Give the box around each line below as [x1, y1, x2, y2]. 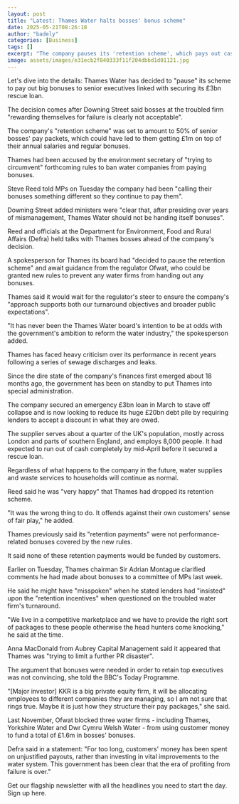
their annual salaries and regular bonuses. [7, 142, 130, 150]
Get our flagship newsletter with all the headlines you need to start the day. [7, 781, 228, 790]
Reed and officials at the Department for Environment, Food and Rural [7, 227, 211, 236]
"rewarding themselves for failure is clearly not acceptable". [7, 112, 183, 121]
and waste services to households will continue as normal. [7, 473, 179, 482]
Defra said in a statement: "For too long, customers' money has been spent [7, 744, 228, 753]
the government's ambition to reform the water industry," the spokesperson [7, 329, 229, 337]
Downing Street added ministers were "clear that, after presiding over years [7, 206, 229, 214]
